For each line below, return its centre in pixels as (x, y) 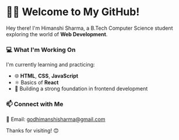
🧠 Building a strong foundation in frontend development (81, 89)
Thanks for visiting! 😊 (33, 130)
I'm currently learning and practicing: (50, 65)
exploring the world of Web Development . (57, 34)
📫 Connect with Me (35, 104)
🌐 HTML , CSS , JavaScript (46, 76)
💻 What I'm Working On (41, 50)
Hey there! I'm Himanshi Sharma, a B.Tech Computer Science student (89, 28)
